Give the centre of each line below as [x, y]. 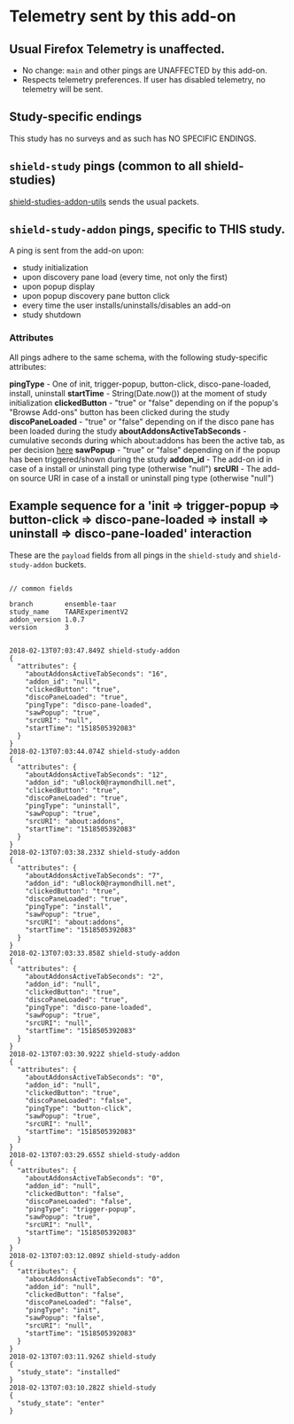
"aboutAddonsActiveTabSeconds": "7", [95, 875]
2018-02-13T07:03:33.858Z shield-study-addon [94, 953]
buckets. [70, 564]
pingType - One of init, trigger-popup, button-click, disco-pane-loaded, [140, 384]
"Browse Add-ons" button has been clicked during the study [120, 412]
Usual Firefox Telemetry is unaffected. [117, 49]
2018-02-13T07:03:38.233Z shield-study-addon [94, 852]
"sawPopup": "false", [65, 1318]
